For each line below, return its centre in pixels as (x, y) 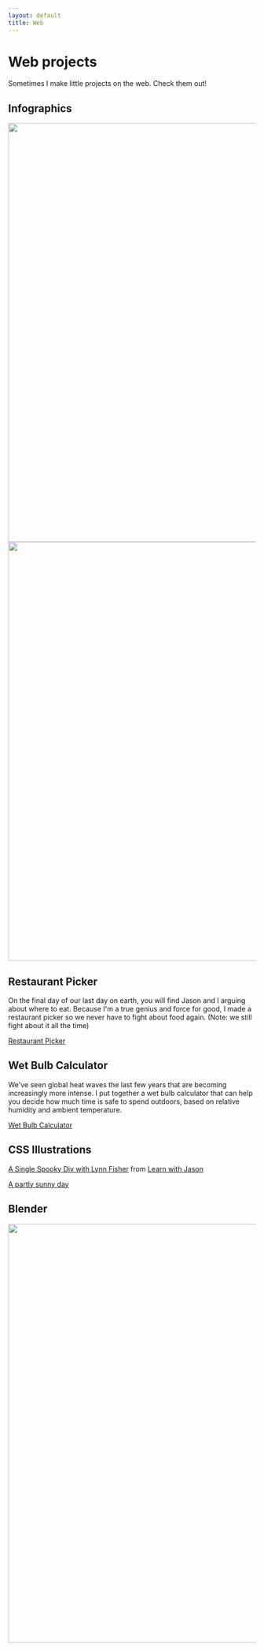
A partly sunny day (38, 1184)
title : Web (26, 23)
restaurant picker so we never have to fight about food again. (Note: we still (130, 1017)
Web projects (53, 62)
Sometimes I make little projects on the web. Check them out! (107, 84)
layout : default (35, 15)
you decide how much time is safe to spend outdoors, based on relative (124, 1101)
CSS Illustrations (50, 1150)
